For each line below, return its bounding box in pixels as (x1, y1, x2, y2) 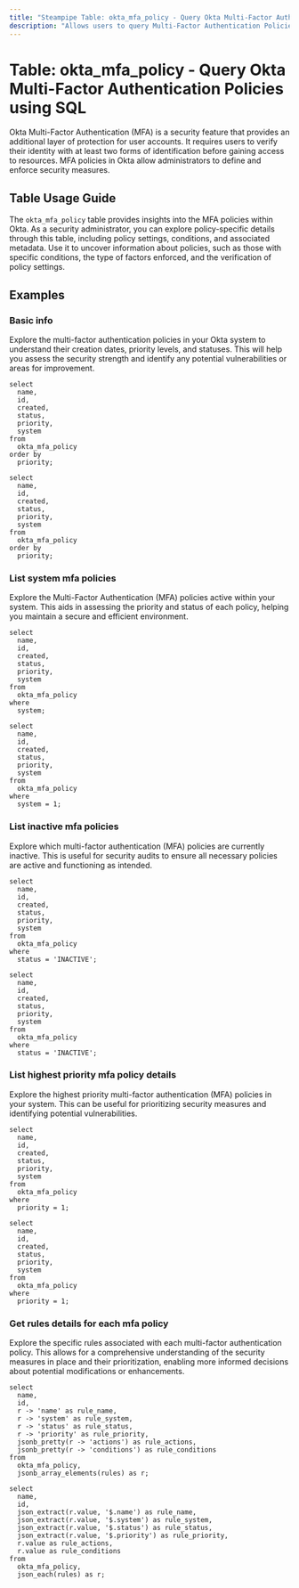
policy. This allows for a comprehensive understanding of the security (9, 1347, 265, 1358)
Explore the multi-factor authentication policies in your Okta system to (9, 334, 266, 345)
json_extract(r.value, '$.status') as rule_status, (17, 1524, 214, 1533)
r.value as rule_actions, (17, 1539, 114, 1548)
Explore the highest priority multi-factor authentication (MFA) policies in (9, 1088, 272, 1100)
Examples (9, 287, 65, 303)
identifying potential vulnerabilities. (9, 1108, 138, 1119)
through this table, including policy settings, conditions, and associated (9, 233, 270, 244)
